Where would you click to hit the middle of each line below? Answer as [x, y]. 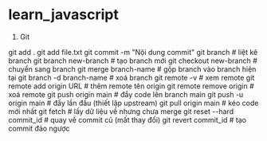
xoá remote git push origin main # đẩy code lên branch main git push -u [126, 94]
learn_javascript [64, 15]
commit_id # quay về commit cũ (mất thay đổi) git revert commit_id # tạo [128, 119]
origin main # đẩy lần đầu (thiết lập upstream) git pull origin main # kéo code [133, 103]
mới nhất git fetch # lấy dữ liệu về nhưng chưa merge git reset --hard [121, 111]
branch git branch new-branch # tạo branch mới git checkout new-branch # [133, 61]
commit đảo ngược [39, 128]
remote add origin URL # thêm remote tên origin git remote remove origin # [132, 86]
